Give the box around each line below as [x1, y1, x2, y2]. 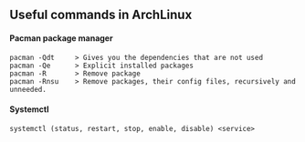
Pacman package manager [9, 32, 113, 44]
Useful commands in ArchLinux [9, 7, 193, 23]
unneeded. [9, 85, 47, 94]
